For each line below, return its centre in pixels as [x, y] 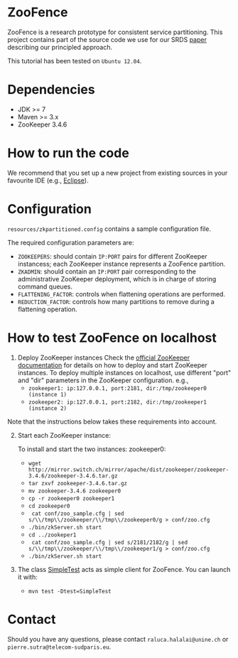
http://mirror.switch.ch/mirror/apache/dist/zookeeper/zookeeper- [129, 470]
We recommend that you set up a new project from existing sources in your [118, 173]
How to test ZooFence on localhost [112, 338]
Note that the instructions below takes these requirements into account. [112, 421]
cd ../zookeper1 [52, 535]
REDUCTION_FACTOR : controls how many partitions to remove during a [116, 301]
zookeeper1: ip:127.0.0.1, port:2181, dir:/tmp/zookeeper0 [118, 388]
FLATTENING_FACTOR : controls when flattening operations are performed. [121, 294]
